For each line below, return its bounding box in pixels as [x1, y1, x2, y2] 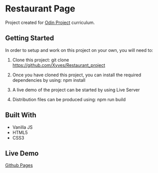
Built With [5, 111, 36, 120]
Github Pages [5, 163, 33, 169]
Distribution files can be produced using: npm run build [12, 96, 126, 102]
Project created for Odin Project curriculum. [5, 19, 95, 25]
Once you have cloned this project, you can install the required [12, 72, 141, 78]
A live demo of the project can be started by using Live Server [12, 87, 140, 93]
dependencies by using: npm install [12, 77, 86, 83]
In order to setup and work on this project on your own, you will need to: [5, 47, 154, 53]
